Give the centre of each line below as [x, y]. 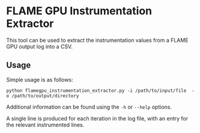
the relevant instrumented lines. [45, 125]
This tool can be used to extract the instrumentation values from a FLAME [97, 40]
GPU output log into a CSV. [40, 47]
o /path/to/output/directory [43, 96]
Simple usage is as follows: [40, 79]
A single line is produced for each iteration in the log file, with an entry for [97, 118]
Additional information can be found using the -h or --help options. [89, 107]
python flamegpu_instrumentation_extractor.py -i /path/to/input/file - [101, 91]
